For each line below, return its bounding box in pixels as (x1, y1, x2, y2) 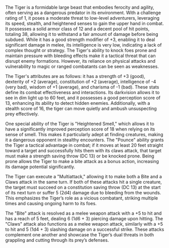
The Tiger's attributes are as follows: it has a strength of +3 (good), (5, 73, 146, 79)
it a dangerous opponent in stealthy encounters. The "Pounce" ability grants (5, 137, 164, 143)
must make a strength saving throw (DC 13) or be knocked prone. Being (5, 153, 154, 159)
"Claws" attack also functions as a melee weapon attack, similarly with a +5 (5, 221, 163, 227)
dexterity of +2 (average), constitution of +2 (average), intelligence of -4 (5, 78, 156, 85)
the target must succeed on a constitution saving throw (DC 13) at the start (5, 184, 161, 190)
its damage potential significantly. (5, 164, 75, 170)
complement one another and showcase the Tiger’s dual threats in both (5, 232, 154, 237)
